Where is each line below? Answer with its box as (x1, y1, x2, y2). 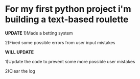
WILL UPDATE (5, 49, 34, 55)
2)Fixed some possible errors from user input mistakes (5, 39, 116, 45)
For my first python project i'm (5, 3, 131, 15)
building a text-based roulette (5, 14, 129, 25)
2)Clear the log (5, 68, 35, 74)
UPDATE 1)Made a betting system (5, 30, 73, 36)
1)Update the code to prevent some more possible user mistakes (5, 58, 136, 64)
